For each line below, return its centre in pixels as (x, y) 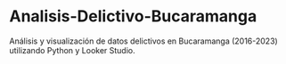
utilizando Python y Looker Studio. (72, 50)
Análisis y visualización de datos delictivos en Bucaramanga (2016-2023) (143, 41)
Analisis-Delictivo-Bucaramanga (133, 16)
